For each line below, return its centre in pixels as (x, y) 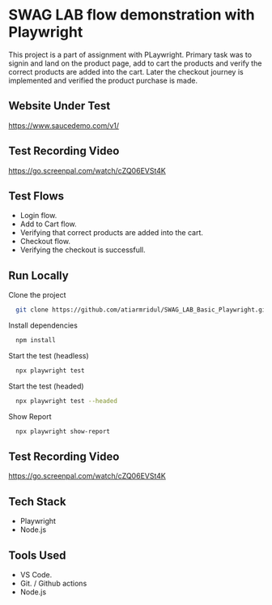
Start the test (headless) (49, 355)
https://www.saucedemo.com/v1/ (64, 125)
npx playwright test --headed (66, 401)
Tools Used (37, 555)
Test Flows (36, 196)
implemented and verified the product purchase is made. (103, 80)
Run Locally (38, 275)
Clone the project (37, 295)
